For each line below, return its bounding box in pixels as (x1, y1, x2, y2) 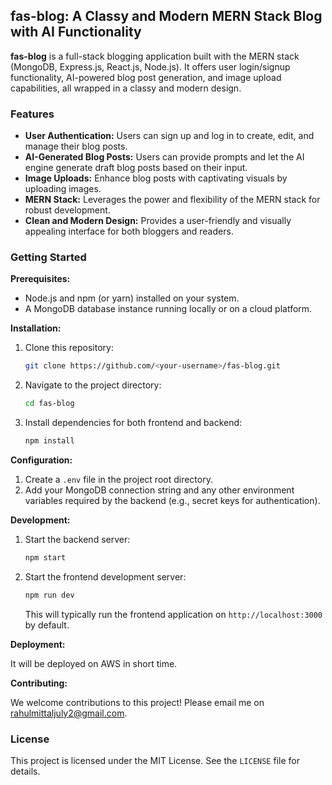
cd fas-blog (24, 399, 75, 409)
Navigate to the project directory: (24, 379, 162, 391)
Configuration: (10, 454, 73, 466)
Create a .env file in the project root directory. (24, 474, 213, 486)
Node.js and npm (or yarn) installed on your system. (24, 292, 240, 304)
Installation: (10, 322, 62, 334)
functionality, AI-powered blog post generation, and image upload (10, 71, 282, 83)
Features (10, 107, 55, 121)
